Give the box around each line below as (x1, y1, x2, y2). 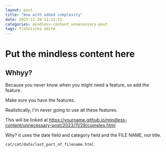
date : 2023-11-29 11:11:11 (5, 17, 62, 22)
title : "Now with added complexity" (5, 12, 83, 17)
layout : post (5, 7, 33, 13)
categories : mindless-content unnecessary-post (5, 21, 108, 27)
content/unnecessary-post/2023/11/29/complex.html (5, 123, 116, 129)
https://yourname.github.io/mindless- (49, 117, 127, 123)
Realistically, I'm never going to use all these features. (5, 107, 118, 113)
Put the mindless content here (5, 48, 135, 60)
